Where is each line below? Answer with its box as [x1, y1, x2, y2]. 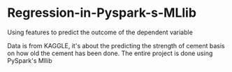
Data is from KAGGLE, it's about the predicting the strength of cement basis [7, 41, 225, 50]
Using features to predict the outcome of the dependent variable [7, 28, 194, 36]
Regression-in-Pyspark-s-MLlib [7, 5, 197, 21]
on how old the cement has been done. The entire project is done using [7, 49, 213, 57]
